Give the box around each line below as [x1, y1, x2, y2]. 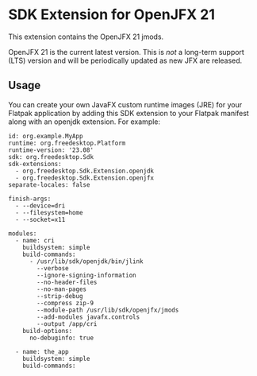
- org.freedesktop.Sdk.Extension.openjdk [15, 167, 155, 175]
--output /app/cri [36, 320, 98, 328]
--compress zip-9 [36, 299, 94, 307]
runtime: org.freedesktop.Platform [8, 139, 126, 147]
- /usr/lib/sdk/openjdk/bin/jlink [29, 257, 144, 266]
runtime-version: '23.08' [8, 145, 94, 154]
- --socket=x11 [15, 215, 66, 223]
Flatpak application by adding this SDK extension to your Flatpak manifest [8, 108, 250, 118]
